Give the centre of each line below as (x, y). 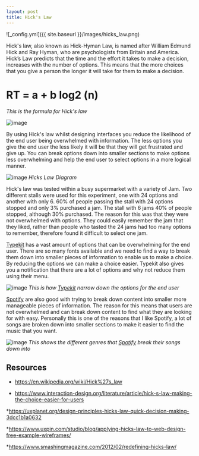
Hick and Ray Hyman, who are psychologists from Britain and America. (93, 52)
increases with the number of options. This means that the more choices (95, 65)
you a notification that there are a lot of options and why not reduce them (96, 270)
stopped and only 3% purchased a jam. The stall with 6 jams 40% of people (99, 208)
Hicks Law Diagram (53, 177)
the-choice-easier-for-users (49, 400)
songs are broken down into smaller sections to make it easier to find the (95, 325)
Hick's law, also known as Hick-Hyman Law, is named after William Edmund (99, 46)
